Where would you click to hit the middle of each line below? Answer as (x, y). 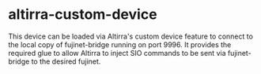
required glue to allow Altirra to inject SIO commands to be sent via (117, 53)
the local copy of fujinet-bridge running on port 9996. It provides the (120, 44)
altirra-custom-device (83, 15)
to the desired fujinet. (66, 61)
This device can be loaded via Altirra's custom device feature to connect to (130, 36)
